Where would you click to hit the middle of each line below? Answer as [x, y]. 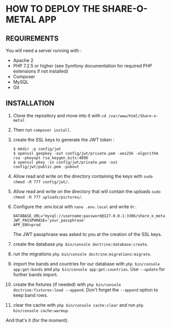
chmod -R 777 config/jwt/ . [41, 181]
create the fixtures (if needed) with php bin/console [67, 284]
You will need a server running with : [44, 51]
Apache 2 [23, 60]
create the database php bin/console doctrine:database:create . [80, 244]
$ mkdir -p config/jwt [37, 149]
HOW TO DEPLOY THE [53, 9]
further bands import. [35, 274]
